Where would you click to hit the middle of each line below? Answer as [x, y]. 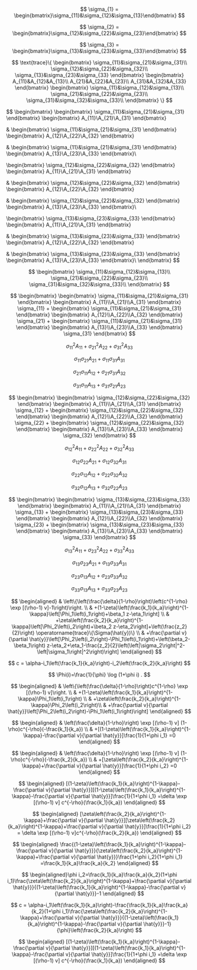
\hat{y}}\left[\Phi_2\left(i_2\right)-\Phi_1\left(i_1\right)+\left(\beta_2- [110, 639]
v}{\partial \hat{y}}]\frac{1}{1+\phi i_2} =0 [127, 766]
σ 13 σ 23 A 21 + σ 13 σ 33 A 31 [99, 563]
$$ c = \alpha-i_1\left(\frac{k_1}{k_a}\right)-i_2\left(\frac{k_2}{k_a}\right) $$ [99, 663]
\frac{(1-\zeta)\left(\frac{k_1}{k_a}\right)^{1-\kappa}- [123, 844]
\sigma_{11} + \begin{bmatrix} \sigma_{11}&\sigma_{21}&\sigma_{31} [99, 308]
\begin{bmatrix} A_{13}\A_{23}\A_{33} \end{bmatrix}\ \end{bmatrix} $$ [93, 260]
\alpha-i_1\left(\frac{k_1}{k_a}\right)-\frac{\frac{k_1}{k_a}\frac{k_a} [108, 905]
